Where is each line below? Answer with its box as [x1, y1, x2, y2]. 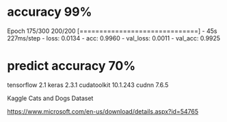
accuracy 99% [7, 4, 92, 20]
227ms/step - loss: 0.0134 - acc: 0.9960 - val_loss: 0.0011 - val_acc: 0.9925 [7, 34, 221, 42]
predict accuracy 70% [7, 58, 136, 74]
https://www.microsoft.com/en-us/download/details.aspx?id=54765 [7, 107, 199, 115]
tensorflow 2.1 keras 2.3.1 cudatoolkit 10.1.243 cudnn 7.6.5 [7, 80, 169, 89]
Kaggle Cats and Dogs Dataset [7, 94, 94, 102]
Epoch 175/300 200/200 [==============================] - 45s [7, 27, 217, 35]
